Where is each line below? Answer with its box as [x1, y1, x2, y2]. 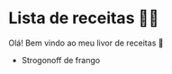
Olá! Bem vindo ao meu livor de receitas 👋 [8, 37, 164, 48]
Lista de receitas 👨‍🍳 [8, 8, 159, 29]
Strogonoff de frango [21, 54, 101, 65]
